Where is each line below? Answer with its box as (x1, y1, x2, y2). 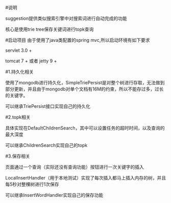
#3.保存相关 (5, 153, 31, 159)
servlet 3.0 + (5, 48, 32, 53)
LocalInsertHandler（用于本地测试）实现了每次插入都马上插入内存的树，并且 (5, 175, 166, 181)
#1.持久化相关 (5, 69, 34, 75)
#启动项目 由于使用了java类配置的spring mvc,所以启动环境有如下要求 (5, 37, 150, 43)
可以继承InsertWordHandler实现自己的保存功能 (5, 192, 104, 198)
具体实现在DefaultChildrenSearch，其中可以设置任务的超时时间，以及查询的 (5, 125, 165, 131)
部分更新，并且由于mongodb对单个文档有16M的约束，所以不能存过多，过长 (5, 86, 164, 92)
